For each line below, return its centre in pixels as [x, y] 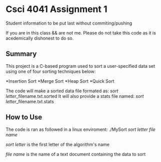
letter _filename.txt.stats [30, 101]
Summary [21, 54]
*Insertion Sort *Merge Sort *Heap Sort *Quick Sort [60, 81]
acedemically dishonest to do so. [40, 38]
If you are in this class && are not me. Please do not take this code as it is [81, 33]
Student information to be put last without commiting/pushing [69, 23]
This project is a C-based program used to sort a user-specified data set [80, 66]
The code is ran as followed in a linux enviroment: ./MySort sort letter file [80, 129]
